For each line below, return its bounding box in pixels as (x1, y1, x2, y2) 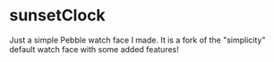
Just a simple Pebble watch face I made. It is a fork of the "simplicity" (9, 35, 266, 45)
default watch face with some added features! (9, 43, 179, 54)
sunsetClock (9, 5, 106, 26)
